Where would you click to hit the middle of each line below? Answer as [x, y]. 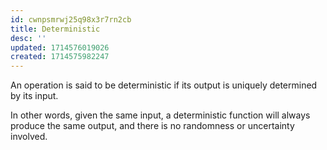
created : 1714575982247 [60, 57]
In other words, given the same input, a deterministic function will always [160, 115]
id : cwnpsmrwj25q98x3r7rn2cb [71, 19]
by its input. [34, 96]
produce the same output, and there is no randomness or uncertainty [152, 126]
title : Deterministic [55, 29]
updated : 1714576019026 [60, 47]
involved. [29, 137]
